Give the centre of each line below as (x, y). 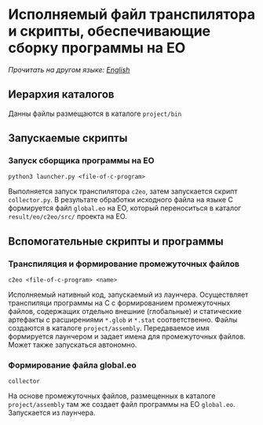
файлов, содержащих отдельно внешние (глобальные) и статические (125, 312)
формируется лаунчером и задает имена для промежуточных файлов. (127, 337)
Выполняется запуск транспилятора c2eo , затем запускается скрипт (123, 191)
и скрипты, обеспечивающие (110, 31)
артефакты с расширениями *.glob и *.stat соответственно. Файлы (123, 320)
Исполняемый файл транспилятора (132, 15)
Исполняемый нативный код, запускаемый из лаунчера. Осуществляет (128, 295)
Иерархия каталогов (61, 95)
